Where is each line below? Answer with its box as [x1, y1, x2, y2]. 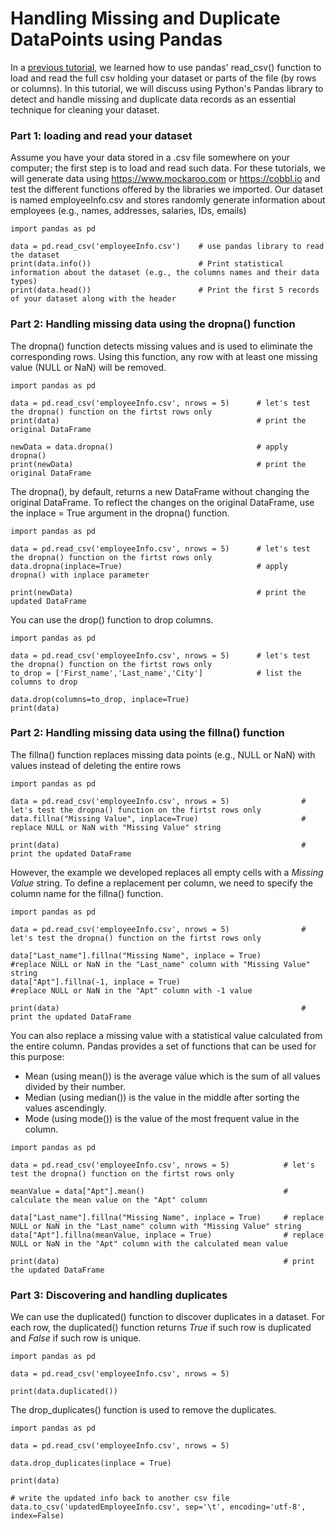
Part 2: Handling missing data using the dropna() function [10, 317, 296, 331]
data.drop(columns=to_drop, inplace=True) [10, 694, 190, 704]
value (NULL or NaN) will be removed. [10, 361, 167, 373]
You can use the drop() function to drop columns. [10, 613, 214, 626]
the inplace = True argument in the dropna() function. [10, 507, 230, 519]
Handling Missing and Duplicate [10, 7, 281, 30]
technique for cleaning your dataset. [10, 103, 160, 116]
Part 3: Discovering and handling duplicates [10, 1288, 228, 1302]
